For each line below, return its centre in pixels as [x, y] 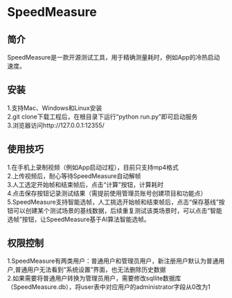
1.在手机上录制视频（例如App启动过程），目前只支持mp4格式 [93, 167]
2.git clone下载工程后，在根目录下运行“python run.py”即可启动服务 [102, 116]
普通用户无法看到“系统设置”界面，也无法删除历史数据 [90, 270]
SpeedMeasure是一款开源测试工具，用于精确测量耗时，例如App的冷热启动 [114, 57]
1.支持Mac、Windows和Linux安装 [55, 107]
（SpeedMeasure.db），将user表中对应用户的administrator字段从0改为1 [109, 287]
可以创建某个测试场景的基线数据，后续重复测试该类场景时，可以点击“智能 [118, 210]
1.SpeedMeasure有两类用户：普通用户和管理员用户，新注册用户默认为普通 [113, 261]
